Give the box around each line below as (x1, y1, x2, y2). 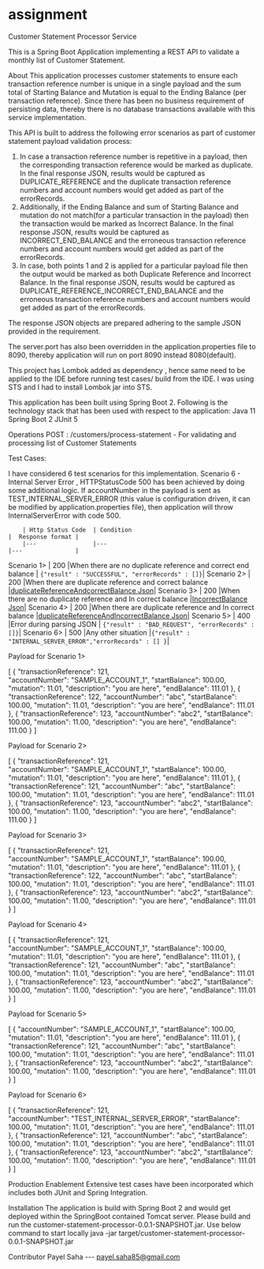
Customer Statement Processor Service (8, 32, 137, 41)
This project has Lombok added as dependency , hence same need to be (8, 365, 246, 375)
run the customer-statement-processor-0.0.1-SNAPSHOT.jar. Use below (8, 1219, 242, 1229)
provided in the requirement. (8, 326, 101, 336)
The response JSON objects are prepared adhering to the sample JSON (8, 318, 242, 327)
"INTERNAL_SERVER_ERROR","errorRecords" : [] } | (8, 636, 169, 646)
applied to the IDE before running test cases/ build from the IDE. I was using (8, 374, 255, 383)
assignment (8, 6, 88, 24)
